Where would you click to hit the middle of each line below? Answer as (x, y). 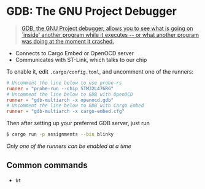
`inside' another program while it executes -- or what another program (110, 34)
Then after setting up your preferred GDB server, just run (78, 123)
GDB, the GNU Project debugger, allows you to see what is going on (107, 28)
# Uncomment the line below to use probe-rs (64, 83)
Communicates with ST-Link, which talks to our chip (81, 60)
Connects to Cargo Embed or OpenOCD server (74, 53)
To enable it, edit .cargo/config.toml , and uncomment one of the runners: (100, 71)
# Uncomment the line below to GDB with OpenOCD (70, 94)
